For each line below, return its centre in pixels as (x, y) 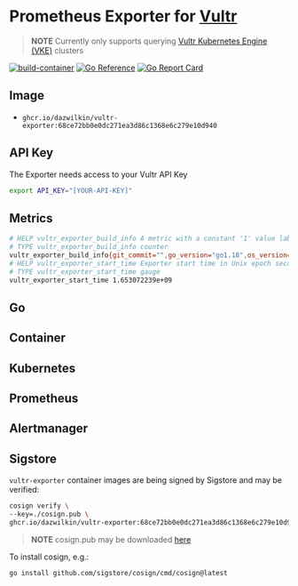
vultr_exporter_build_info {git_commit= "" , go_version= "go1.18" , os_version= (150, 255)
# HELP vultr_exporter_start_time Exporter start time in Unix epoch (141, 263)
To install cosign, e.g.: (49, 557)
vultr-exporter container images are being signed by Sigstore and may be (145, 480)
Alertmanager (49, 429)
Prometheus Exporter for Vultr (123, 16)
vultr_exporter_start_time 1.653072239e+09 (91, 280)
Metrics (31, 218)
